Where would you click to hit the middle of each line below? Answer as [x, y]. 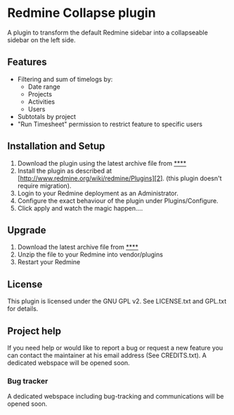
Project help [34, 331]
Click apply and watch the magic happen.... [80, 208]
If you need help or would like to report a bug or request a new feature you [115, 348]
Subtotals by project [46, 116]
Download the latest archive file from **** [78, 247]
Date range [44, 87]
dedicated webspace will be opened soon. [69, 363]
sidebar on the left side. [41, 39]
